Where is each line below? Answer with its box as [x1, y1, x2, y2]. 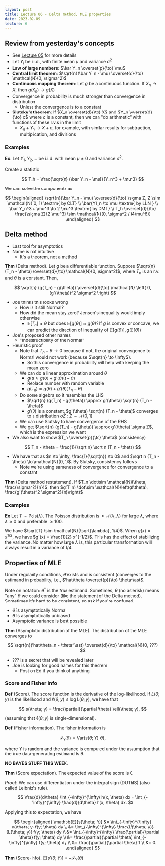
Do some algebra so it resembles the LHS [19, 392, 104, 398]
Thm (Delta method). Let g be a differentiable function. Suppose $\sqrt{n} [5, 264, 155, 269]
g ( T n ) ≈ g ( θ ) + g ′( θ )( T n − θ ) [27, 385, 83, 393]
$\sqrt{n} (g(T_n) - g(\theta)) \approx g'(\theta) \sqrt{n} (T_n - [27, 397, 153, 403]
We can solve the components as [5, 186, 73, 191]
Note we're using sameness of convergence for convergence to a [19, 464, 153, 470]
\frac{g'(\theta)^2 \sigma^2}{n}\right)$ [5, 489, 83, 495]
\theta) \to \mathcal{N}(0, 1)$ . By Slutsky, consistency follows [12, 458, 137, 464]
